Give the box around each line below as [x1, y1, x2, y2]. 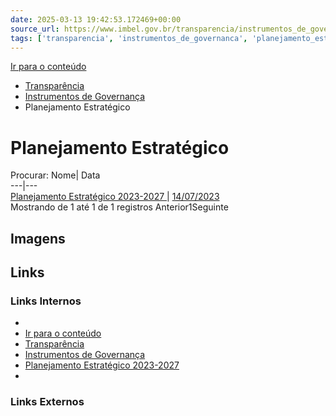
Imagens [10, 230, 66, 247]
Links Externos [10, 395, 85, 409]
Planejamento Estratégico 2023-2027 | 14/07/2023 [10, 191, 220, 203]
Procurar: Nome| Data [10, 169, 101, 181]
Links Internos [10, 294, 82, 308]
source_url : [10, 24, 60, 34]
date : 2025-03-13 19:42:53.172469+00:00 [10, 14, 182, 25]
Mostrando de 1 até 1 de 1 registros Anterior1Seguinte [10, 201, 229, 213]
